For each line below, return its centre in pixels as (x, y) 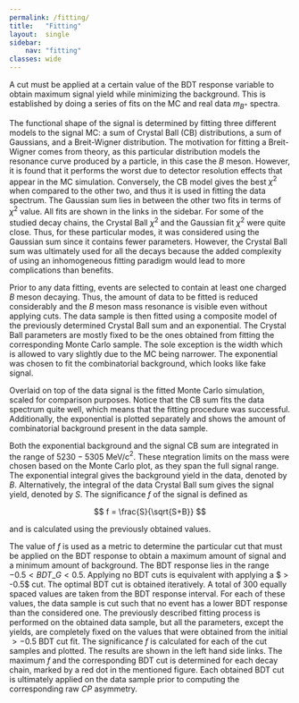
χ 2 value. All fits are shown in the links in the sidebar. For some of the (137, 211)
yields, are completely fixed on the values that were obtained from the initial (149, 632)
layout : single (39, 34)
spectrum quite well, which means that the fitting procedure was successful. (150, 409)
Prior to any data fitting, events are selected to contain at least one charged (148, 287)
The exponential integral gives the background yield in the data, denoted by (148, 476)
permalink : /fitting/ (50, 17)
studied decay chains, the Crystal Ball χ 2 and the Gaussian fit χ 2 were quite (147, 222)
